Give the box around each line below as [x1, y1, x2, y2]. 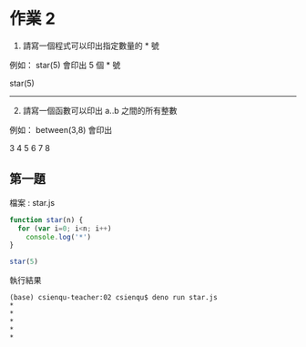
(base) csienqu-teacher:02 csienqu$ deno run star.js [9, 293, 219, 302]
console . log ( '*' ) [25, 232, 92, 241]
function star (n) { [9, 215, 84, 224]
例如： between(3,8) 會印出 [9, 124, 113, 135]
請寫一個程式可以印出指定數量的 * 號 [22, 40, 159, 51]
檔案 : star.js [9, 197, 56, 208]
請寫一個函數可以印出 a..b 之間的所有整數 [22, 105, 178, 116]
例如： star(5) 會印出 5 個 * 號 [9, 59, 121, 70]
